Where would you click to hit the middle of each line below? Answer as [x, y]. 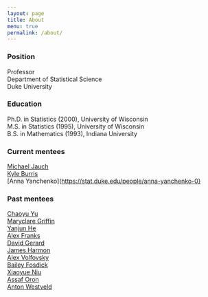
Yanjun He [22, 228]
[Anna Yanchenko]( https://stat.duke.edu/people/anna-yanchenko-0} [104, 181]
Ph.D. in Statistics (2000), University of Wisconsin [78, 119]
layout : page [26, 13]
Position [21, 57]
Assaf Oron [23, 280]
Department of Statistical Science [55, 79]
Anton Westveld [30, 287]
